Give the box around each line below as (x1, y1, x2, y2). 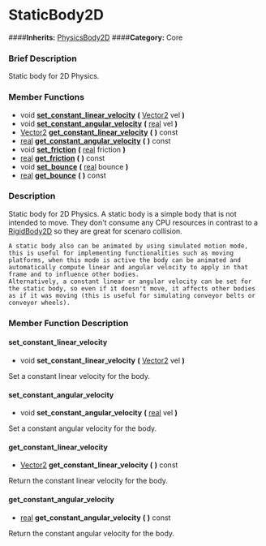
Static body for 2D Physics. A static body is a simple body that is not (8, 209, 237, 218)
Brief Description (8, 53, 77, 64)
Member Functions (8, 92, 85, 103)
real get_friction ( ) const (19, 153, 105, 163)
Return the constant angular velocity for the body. (8, 528, 175, 538)
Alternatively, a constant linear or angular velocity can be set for (8, 277, 252, 286)
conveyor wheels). (8, 299, 71, 307)
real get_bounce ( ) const (19, 170, 107, 180)
